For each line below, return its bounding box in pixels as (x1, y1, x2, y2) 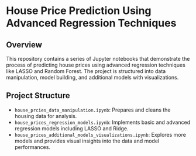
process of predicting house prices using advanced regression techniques (6, 61, 185, 68)
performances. (14, 143, 51, 150)
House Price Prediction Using (6, 4, 152, 18)
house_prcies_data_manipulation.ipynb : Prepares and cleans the (14, 106, 171, 113)
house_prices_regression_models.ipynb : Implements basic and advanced (14, 119, 191, 126)
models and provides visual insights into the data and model (14, 137, 160, 144)
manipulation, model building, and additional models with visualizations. (6, 74, 179, 81)
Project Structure (6, 91, 70, 100)
